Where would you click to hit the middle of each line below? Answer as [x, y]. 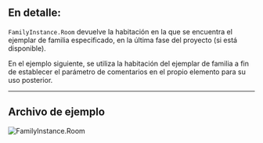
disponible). [27, 48]
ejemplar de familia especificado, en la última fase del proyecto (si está [122, 40]
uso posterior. [31, 80]
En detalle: [34, 13]
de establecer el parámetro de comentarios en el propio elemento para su [127, 71]
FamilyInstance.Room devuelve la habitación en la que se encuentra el [121, 31]
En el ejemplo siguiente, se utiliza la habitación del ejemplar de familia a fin [128, 63]
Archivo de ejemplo [57, 112]
